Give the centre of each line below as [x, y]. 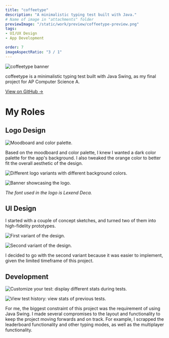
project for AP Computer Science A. [43, 81]
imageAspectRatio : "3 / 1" [34, 52]
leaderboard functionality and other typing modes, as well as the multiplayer [85, 325]
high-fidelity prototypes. [31, 226]
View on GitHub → [24, 91]
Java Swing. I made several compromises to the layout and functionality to [83, 314]
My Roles [25, 112]
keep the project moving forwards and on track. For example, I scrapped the [85, 319]
